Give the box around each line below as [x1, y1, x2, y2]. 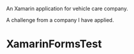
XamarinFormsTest [6, 37, 102, 51]
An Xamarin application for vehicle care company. [6, 5, 128, 12]
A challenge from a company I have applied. [6, 17, 114, 23]
